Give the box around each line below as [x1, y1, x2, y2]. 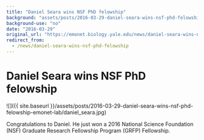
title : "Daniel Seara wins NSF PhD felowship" [6, 9, 126, 15]
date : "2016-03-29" [6, 26, 56, 32]
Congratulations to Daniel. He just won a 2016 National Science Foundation [6, 120, 194, 128]
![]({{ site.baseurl [6, 102, 49, 110]
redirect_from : [6, 37, 45, 43]
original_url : [6, 32, 42, 38]
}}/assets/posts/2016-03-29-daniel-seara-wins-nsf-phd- [50, 102, 193, 110]
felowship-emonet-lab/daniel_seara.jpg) [6, 108, 107, 116]
